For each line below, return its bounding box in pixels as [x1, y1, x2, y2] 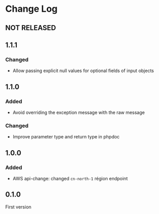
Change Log [5, 3, 58, 15]
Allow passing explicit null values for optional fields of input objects [12, 67, 154, 74]
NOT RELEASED [5, 23, 56, 32]
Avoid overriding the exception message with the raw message [12, 109, 145, 115]
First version [5, 204, 32, 210]
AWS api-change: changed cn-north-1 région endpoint [12, 175, 128, 181]
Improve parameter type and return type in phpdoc [12, 134, 120, 140]
